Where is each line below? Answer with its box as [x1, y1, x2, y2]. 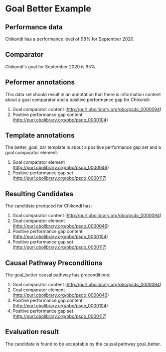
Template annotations [5, 131, 75, 140]
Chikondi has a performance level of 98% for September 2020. [5, 36, 135, 42]
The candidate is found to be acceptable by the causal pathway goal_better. [5, 341, 162, 347]
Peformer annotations [5, 78, 75, 87]
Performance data [5, 23, 63, 31]
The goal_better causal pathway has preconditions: [5, 272, 111, 278]
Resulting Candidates [5, 190, 74, 198]
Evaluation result [5, 328, 59, 336]
